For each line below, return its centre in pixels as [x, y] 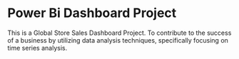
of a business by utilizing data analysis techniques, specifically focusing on [118, 40]
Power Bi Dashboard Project [92, 13]
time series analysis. [37, 48]
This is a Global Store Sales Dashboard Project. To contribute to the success [119, 33]
